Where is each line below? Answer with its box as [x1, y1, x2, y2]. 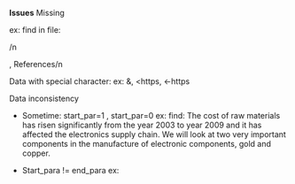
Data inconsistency [9, 93, 80, 103]
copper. [21, 148, 50, 158]
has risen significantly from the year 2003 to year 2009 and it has [21, 119, 262, 130]
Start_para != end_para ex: [21, 165, 120, 175]
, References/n [9, 59, 64, 69]
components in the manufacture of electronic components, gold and [21, 139, 272, 149]
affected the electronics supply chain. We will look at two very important [21, 129, 286, 140]
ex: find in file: [9, 25, 61, 34]
